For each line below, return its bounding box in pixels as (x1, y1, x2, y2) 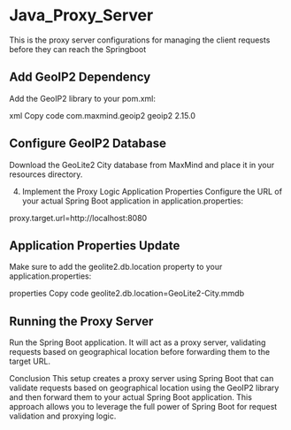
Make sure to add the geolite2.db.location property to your (9, 262, 223, 273)
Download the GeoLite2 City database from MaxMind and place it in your (9, 159, 275, 170)
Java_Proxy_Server (9, 5, 154, 26)
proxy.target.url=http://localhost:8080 (9, 212, 148, 223)
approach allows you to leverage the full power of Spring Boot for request (9, 402, 278, 412)
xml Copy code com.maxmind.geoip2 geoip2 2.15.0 (9, 110, 196, 120)
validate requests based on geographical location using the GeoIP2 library (9, 382, 280, 394)
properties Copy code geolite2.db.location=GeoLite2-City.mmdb (9, 288, 245, 299)
